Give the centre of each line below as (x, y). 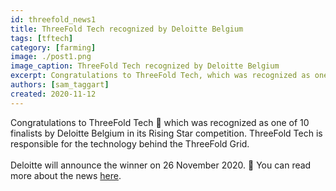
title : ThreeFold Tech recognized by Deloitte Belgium (127, 29)
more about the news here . (66, 175)
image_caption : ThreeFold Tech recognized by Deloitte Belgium (145, 66)
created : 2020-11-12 (53, 94)
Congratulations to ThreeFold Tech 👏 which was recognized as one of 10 (160, 122)
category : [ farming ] (53, 47)
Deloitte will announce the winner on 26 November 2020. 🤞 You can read (161, 165)
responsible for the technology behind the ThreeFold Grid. (130, 143)
